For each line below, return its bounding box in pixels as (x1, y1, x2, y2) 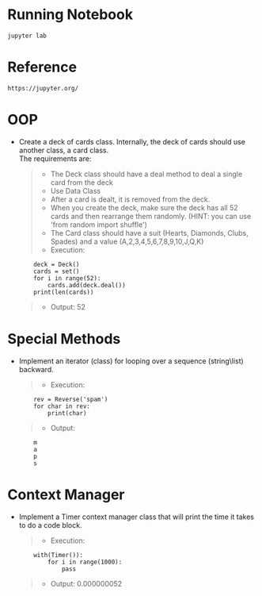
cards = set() (33, 267, 80, 275)
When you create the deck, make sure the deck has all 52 (50, 202, 238, 212)
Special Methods (7, 330, 121, 348)
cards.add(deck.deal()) (47, 281, 126, 289)
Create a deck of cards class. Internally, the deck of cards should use (18, 137, 246, 146)
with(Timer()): (33, 551, 84, 559)
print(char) (47, 409, 87, 417)
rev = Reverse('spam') (33, 395, 108, 403)
